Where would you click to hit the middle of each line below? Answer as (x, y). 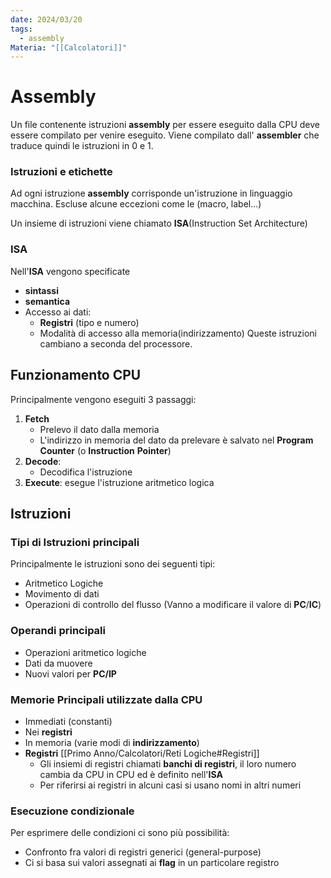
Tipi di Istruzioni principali (75, 542)
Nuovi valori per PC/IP (70, 673)
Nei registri (48, 732)
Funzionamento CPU (76, 375)
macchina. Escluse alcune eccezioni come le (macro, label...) (136, 204)
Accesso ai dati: (58, 312)
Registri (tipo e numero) (89, 322)
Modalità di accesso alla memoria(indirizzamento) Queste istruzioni (178, 333)
